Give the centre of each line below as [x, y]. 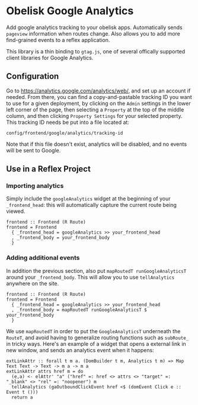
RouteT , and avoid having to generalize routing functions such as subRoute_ [98, 337]
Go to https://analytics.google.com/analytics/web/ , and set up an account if [98, 91]
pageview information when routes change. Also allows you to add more [93, 33]
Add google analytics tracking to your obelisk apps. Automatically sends [94, 27]
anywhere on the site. [33, 283]
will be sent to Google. [33, 150]
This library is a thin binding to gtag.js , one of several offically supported [96, 51]
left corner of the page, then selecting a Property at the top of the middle [95, 109]
